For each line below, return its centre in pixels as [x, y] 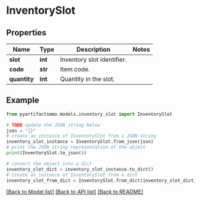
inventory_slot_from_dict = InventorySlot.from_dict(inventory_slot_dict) [101, 181]
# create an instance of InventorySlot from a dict [72, 175]
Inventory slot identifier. [93, 59]
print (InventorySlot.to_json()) [46, 153]
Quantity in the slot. [87, 79]
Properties [26, 33]
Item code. [75, 69]
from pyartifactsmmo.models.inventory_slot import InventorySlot [89, 114]
